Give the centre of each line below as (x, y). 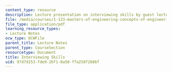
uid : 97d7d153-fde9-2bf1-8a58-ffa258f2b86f (52, 62)
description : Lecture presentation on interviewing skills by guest (80, 15)
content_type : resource (31, 10)
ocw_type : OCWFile (25, 39)
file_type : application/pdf (35, 24)
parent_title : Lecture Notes (36, 43)
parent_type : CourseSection (35, 48)
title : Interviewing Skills (35, 57)
